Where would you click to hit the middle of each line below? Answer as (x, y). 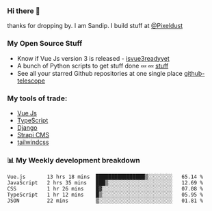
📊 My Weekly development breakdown (74, 160)
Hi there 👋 (24, 11)
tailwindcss (33, 142)
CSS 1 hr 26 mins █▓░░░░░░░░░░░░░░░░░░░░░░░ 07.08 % (105, 189)
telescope (31, 81)
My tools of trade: (37, 98)
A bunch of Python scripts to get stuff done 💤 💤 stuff (93, 66)
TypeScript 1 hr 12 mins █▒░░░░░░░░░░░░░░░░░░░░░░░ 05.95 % (105, 195)
